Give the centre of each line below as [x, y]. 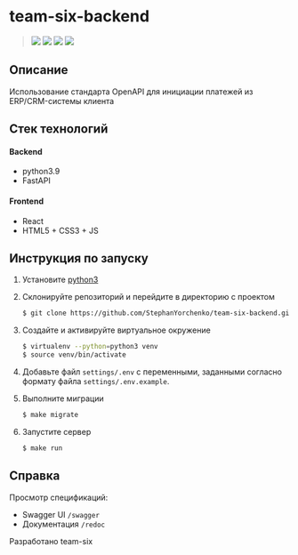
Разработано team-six [51, 541]
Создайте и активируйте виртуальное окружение [116, 330]
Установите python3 [60, 280]
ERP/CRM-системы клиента [62, 101]
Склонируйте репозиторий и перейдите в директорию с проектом [149, 297]
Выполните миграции [63, 398]
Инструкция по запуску [79, 258]
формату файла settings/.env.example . [96, 381]
